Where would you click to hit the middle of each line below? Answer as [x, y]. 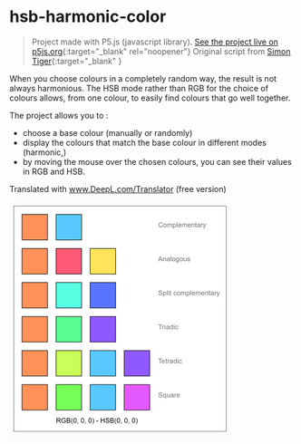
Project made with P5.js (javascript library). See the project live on [155, 42]
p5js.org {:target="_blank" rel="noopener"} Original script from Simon [161, 51]
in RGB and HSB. [54, 171]
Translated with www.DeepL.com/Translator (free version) [118, 188]
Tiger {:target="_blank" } [77, 61]
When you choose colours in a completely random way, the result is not [143, 78]
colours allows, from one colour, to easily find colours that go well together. [150, 98]
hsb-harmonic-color [88, 17]
